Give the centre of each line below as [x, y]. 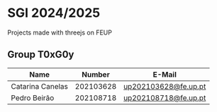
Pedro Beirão [33, 98]
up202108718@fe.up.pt [165, 98]
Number [95, 74]
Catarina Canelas [40, 86]
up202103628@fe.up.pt [165, 86]
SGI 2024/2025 [54, 13]
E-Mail [165, 74]
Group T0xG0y [41, 55]
